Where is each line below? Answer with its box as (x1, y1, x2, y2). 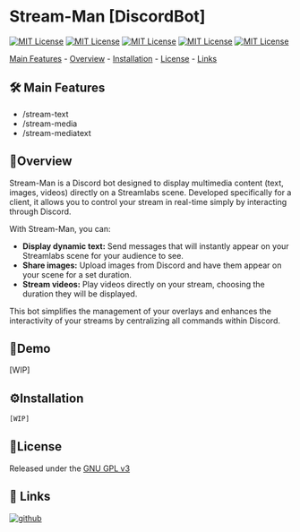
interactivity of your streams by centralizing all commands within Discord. (9, 315, 280, 326)
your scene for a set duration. (21, 269, 133, 279)
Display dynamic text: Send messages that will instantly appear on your (21, 240, 289, 252)
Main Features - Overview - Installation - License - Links (9, 53, 218, 64)
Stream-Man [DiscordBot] (9, 6, 206, 27)
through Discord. (9, 206, 72, 217)
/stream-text (21, 108, 69, 119)
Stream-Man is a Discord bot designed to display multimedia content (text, (9, 177, 284, 188)
